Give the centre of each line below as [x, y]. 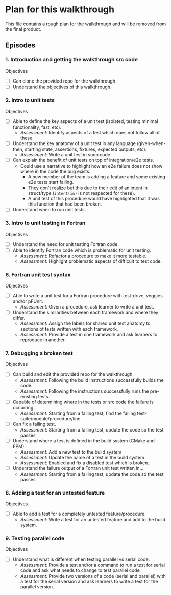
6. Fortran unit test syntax [38, 274]
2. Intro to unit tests [30, 100]
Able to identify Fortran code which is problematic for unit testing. [82, 250]
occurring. [23, 407]
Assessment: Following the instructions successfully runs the [84, 391]
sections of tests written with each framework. [69, 329]
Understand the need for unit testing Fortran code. [66, 244]
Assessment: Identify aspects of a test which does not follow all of [90, 133]
